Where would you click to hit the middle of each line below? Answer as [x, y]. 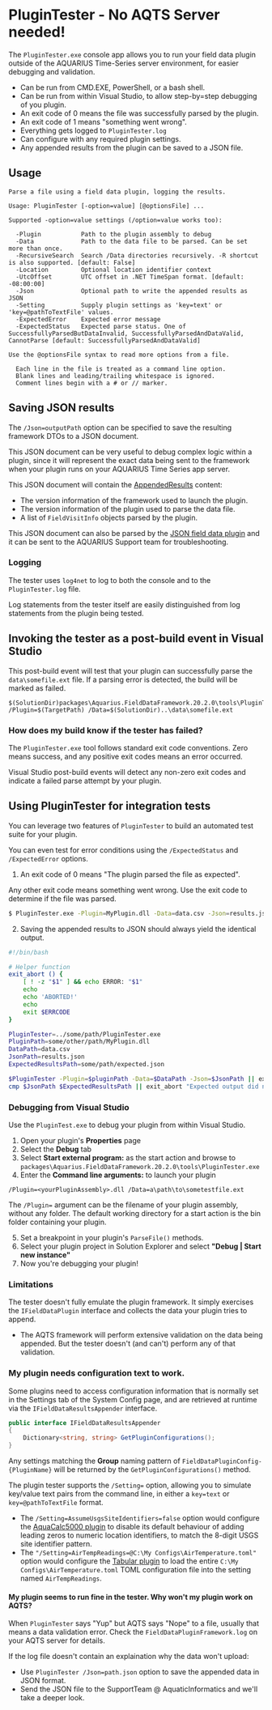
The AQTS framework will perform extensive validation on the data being [141, 1335]
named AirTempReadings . [61, 1578]
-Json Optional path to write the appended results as [132, 291]
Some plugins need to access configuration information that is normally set [134, 1391]
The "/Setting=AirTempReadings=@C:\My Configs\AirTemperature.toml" [138, 1553]
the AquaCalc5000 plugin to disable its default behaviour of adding [132, 1527]
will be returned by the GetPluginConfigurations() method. [152, 1470]
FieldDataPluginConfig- [222, 1462]
